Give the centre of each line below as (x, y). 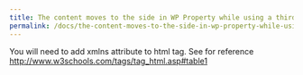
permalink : (30, 26)
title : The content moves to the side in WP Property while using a (141, 17)
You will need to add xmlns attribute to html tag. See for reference (132, 51)
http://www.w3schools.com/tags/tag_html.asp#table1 (109, 61)
